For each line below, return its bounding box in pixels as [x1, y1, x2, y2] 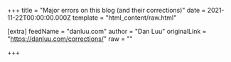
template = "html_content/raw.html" [72, 13, 177, 22]
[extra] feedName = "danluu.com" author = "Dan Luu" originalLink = [7, 27, 207, 35]
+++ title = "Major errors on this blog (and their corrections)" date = [7, 6, 206, 14]
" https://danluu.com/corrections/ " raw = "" [7, 35, 133, 43]
